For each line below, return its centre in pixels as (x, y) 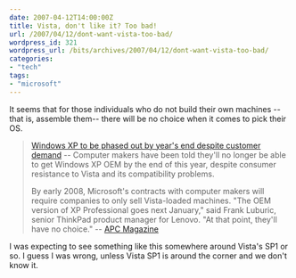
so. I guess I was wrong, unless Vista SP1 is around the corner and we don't (148, 256)
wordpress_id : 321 (43, 42)
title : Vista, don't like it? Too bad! (83, 26)
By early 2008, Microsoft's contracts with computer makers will (148, 191)
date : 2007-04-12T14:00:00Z (62, 17)
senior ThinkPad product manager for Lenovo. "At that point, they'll (154, 219)
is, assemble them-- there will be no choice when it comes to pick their (156, 119)
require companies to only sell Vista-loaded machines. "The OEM (151, 200)
